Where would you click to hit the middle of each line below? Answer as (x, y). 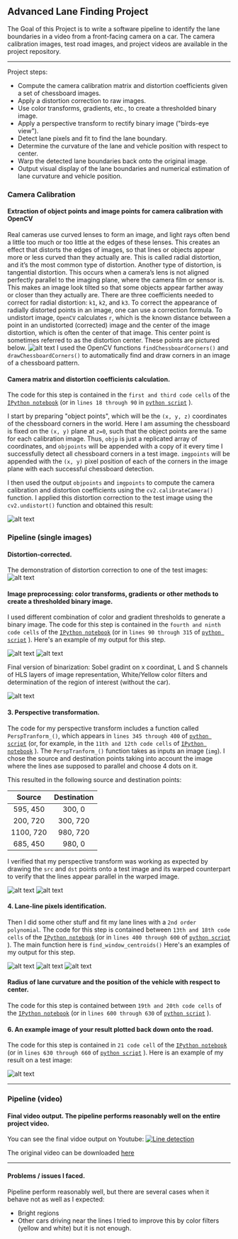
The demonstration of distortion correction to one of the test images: (108, 570)
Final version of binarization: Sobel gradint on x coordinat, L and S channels (118, 667)
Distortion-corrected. (40, 554)
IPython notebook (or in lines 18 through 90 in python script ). (100, 402)
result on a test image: (40, 1060)
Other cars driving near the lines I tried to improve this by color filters (118, 1221)
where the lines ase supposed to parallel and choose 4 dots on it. (103, 766)
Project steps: (28, 72)
